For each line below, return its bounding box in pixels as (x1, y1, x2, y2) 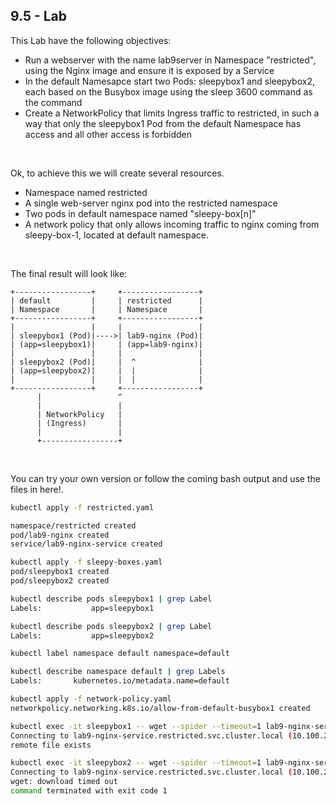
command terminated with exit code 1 (10, 786, 168, 796)
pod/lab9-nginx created (10, 530, 110, 540)
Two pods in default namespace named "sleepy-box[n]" (24, 207, 257, 219)
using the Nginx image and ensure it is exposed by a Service (24, 64, 275, 76)
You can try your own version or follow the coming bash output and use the (10, 472, 321, 484)
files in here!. (10, 483, 64, 495)
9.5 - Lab (10, 8, 68, 25)
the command (24, 96, 83, 108)
